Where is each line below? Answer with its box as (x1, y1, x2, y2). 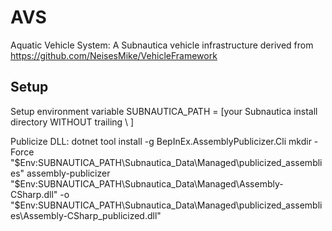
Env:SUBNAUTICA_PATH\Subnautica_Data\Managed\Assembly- (19, 177, 284, 190)
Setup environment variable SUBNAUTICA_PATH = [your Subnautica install (10, 105, 318, 117)
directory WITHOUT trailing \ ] (10, 116, 135, 128)
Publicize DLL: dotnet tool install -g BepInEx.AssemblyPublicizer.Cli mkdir (10, 135, 312, 147)
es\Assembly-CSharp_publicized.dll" (10, 209, 162, 221)
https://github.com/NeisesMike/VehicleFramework (10, 49, 218, 61)
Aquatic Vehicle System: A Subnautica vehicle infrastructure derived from (10, 39, 314, 51)
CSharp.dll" (10, 188, 58, 200)
